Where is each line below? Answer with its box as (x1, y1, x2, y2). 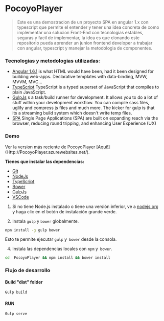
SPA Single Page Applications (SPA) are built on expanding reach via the (12, 115, 158, 121)
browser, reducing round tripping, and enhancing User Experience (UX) (12, 120, 157, 126)
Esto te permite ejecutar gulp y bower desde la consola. (5, 236, 117, 242)
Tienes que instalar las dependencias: (5, 159, 85, 164)
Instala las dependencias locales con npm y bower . (12, 246, 113, 252)
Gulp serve (5, 311, 27, 316)
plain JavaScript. (12, 89, 47, 95)
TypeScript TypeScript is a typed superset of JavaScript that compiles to (12, 84, 159, 90)
